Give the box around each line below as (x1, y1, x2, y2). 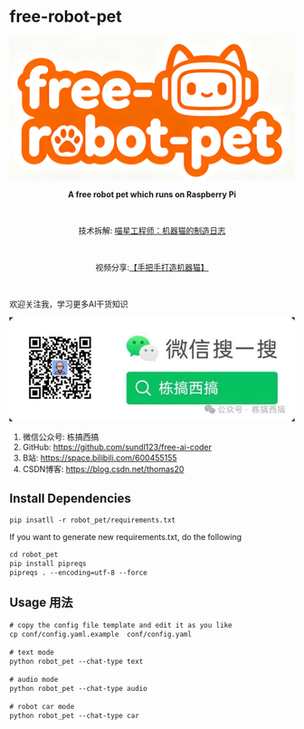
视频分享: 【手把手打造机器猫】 (94, 261, 210, 272)
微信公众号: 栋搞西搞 (22, 431, 100, 442)
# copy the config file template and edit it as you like (9, 620, 233, 630)
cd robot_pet (9, 550, 59, 559)
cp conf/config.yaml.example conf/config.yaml (9, 630, 193, 639)
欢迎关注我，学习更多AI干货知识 (9, 298, 128, 309)
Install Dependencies (9, 490, 131, 506)
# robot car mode (9, 702, 75, 711)
